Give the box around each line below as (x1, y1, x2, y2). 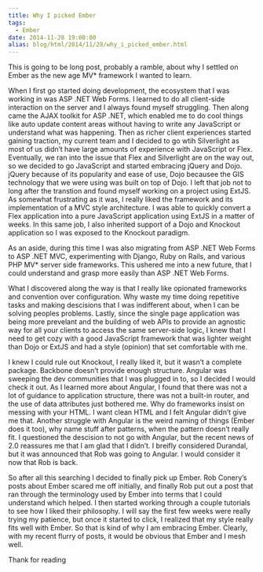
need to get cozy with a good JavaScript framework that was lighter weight (8, 334, 252, 343)
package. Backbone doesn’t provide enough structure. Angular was (8, 366, 227, 375)
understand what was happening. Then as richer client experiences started (8, 127, 251, 138)
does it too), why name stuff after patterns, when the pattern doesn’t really (8, 424, 250, 434)
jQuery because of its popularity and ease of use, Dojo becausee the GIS (8, 170, 245, 179)
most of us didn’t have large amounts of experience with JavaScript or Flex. (8, 145, 253, 154)
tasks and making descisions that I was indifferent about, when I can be (8, 301, 239, 310)
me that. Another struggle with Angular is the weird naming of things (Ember (8, 416, 255, 426)
